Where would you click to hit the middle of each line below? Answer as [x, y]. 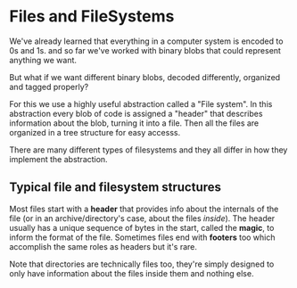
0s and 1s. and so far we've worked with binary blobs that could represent [145, 50]
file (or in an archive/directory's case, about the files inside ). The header [142, 218]
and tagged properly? [49, 86]
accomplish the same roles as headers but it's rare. [103, 246]
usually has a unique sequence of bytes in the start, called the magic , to [142, 227]
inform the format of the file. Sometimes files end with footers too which [142, 237]
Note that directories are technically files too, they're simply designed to [142, 264]
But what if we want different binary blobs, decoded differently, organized [145, 77]
